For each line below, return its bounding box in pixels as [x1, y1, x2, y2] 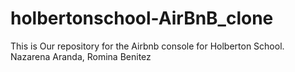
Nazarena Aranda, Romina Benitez [10, 50, 152, 62]
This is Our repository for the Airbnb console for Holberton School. [10, 40, 285, 52]
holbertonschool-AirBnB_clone [10, 7, 274, 30]
